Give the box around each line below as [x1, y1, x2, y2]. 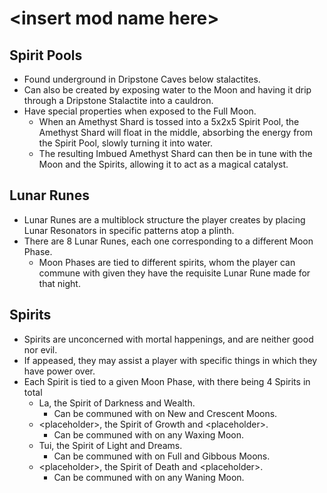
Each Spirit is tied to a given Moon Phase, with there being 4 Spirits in [23, 375, 311, 387]
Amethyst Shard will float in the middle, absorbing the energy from [38, 127, 314, 138]
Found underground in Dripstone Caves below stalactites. [23, 73, 261, 85]
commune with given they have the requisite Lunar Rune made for [38, 267, 311, 279]
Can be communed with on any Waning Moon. [53, 471, 245, 483]
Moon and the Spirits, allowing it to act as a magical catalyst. [38, 158, 289, 170]
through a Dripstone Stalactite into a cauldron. [23, 95, 214, 106]
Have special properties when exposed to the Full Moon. [23, 105, 257, 117]
